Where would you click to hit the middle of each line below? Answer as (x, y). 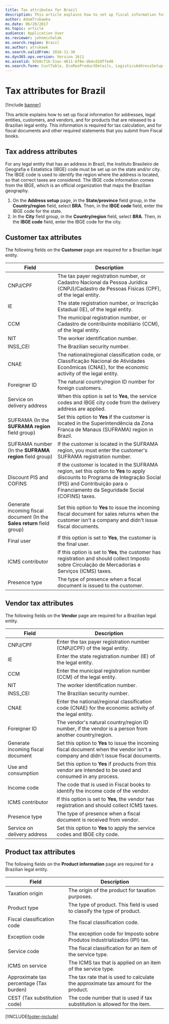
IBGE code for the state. (37, 211)
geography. (17, 190)
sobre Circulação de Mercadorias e (99, 565)
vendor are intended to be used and (99, 770)
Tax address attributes (41, 152)
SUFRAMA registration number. (95, 456)
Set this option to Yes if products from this (106, 764)
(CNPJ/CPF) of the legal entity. (93, 648)
